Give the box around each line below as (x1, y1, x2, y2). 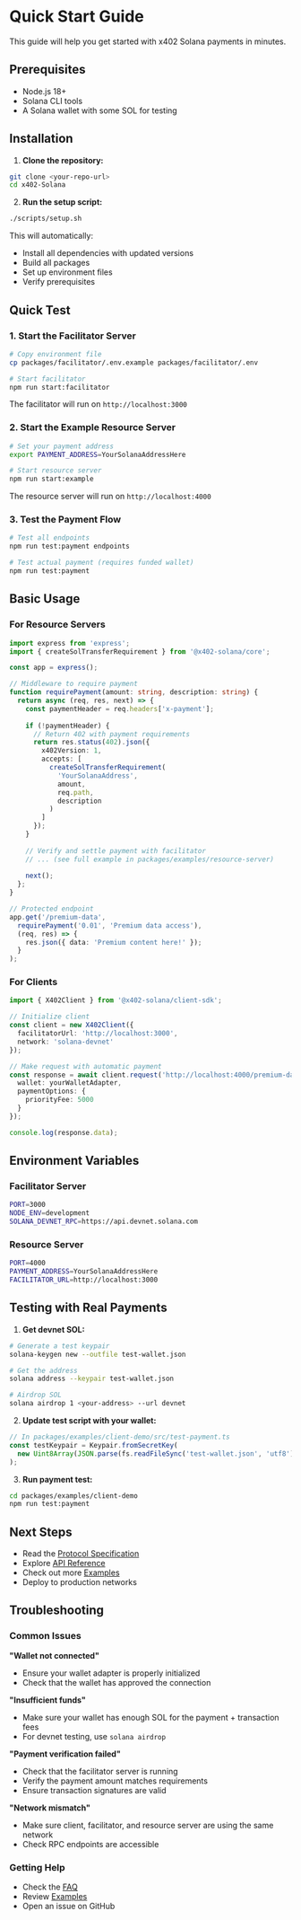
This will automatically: (9, 231, 94, 242)
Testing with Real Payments (9, 1300, 168, 1316)
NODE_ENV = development (9, 1209, 90, 1218)
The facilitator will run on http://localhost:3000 (9, 399, 188, 410)
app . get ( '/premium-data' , (9, 912, 106, 921)
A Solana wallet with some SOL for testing (21, 105, 177, 116)
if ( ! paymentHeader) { (25, 721, 110, 730)
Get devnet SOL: (21, 1324, 85, 1334)
